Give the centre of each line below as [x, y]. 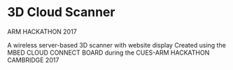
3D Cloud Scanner [61, 12]
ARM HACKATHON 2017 [42, 31]
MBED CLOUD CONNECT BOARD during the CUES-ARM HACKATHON [108, 52]
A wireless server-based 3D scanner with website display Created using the [116, 45]
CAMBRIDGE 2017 [33, 59]
